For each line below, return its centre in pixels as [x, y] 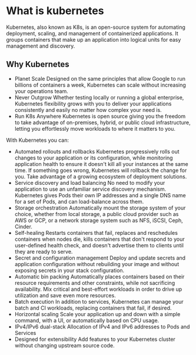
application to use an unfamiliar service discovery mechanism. [90, 189]
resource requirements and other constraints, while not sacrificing [95, 283]
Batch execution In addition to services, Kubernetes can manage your [99, 301]
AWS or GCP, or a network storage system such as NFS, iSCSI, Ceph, [99, 220]
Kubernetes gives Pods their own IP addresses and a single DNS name [100, 195]
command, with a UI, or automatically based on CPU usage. [87, 320]
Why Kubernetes [38, 64]
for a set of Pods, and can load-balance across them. [79, 201]
